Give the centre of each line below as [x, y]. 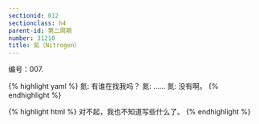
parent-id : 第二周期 [40, 30]
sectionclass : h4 [37, 23]
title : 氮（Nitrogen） [45, 46]
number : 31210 [32, 38]
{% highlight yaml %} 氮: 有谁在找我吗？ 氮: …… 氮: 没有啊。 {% [113, 86]
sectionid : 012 [34, 16]
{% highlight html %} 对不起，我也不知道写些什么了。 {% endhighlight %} [129, 112]
